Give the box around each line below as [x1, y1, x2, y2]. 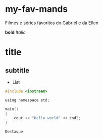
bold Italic [5, 29, 26, 35]
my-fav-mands [5, 3, 68, 15]
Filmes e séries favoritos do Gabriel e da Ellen [5, 20, 99, 26]
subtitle [5, 66, 30, 74]
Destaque [5, 129, 23, 134]
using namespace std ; [5, 98, 50, 103]
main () [5, 106, 19, 111]
